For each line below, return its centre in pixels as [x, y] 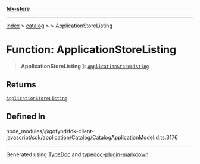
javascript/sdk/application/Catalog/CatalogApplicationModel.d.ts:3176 [92, 137]
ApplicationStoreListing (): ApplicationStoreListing [85, 66]
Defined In [26, 117]
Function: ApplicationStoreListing [91, 50]
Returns [21, 85]
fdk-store [18, 9]
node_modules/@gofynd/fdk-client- [50, 131]
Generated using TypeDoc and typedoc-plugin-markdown [77, 154]
